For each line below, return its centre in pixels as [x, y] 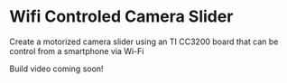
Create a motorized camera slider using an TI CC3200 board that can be [144, 41]
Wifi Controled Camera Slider [121, 17]
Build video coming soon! [56, 69]
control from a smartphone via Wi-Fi [77, 51]
